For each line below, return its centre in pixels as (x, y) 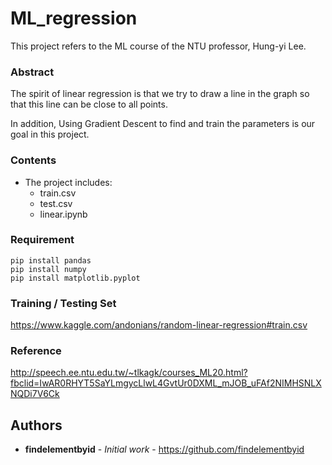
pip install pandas (51, 260)
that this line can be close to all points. (89, 104)
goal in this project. (50, 134)
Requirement (42, 240)
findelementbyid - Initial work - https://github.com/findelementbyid (164, 449)
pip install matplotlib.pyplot (75, 278)
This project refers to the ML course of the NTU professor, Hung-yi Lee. (158, 46)
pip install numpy (48, 269)
